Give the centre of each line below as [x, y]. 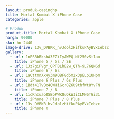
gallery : [14, 52]
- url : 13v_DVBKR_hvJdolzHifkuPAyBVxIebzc [55, 104]
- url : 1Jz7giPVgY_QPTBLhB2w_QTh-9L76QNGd [55, 66]
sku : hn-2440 [19, 43]
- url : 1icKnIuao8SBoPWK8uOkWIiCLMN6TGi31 [55, 94]
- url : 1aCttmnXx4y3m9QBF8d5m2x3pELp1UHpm [55, 76]
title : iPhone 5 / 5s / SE [43, 61]
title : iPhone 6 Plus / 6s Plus [48, 81]
